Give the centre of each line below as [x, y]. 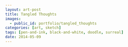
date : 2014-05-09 [23, 37]
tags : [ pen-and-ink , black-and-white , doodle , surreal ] [64, 32]
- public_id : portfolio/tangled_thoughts [53, 23]
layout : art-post [23, 10]
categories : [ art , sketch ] [33, 28]
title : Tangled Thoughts [31, 14]
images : [13, 19]
